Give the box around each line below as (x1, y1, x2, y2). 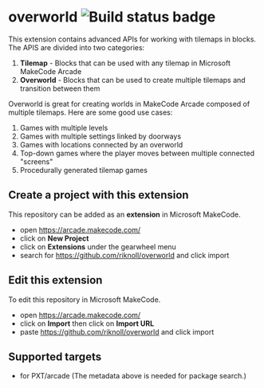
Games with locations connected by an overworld (19, 139, 183, 149)
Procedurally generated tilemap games (19, 165, 148, 174)
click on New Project (19, 233, 89, 243)
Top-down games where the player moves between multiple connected (19, 148, 255, 158)
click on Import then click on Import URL (19, 319, 155, 328)
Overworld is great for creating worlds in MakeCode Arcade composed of (8, 99, 250, 108)
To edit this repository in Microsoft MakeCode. (8, 295, 161, 304)
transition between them (19, 84, 100, 93)
